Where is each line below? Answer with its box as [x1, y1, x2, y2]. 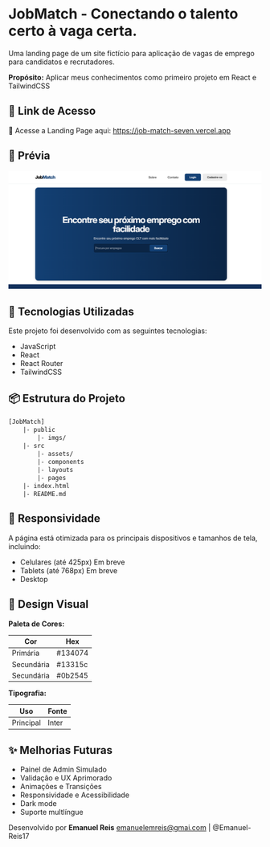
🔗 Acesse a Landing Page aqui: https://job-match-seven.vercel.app [8, 125, 231, 135]
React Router [19, 359, 63, 369]
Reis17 [8, 832, 30, 841]
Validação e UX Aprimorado [19, 773, 112, 783]
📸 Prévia [8, 149, 51, 163]
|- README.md [22, 490, 67, 498]
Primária [11, 648, 40, 658]
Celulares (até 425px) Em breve [19, 557, 125, 567]
